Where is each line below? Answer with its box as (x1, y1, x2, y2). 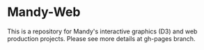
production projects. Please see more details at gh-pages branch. (7, 34, 196, 42)
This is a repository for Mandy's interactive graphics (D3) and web (7, 27, 198, 35)
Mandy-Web (7, 4, 81, 20)
